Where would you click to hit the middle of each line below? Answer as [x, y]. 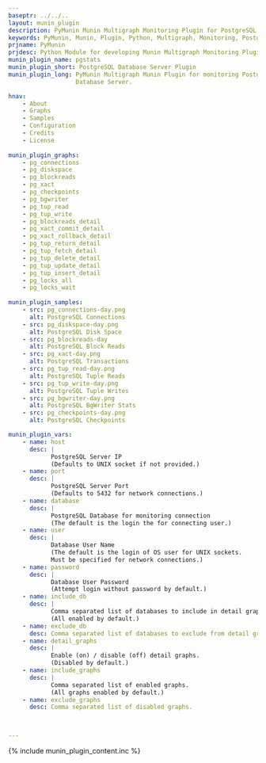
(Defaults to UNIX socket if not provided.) [125, 464]
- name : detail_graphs [60, 641]
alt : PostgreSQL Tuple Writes [79, 391]
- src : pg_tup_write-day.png [70, 383]
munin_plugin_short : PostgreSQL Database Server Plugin [102, 67]
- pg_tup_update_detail [62, 265]
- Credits [39, 133]
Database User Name [82, 545]
